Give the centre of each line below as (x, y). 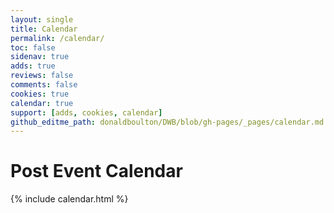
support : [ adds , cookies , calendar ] (86, 112)
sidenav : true (40, 57)
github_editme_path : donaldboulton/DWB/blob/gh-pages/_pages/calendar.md (167, 122)
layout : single (42, 19)
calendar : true (42, 103)
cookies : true (40, 94)
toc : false (33, 47)
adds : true (33, 66)
